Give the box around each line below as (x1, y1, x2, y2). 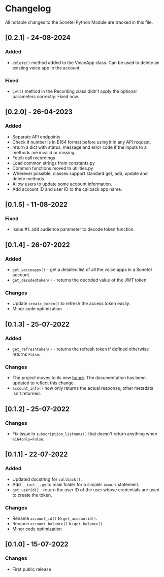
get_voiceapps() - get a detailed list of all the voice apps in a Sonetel (12, 267, 152, 272)
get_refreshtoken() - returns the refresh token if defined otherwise (12, 346, 149, 352)
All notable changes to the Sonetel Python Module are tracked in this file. (5, 19, 153, 25)
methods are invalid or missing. (12, 149, 76, 155)
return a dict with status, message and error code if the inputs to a (12, 144, 147, 150)
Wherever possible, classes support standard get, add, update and (12, 170, 148, 176)
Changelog (5, 3, 51, 14)
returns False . (12, 351, 41, 357)
